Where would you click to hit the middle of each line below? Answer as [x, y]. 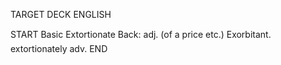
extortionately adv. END [59, 48]
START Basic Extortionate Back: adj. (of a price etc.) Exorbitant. [141, 34]
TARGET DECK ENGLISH [61, 14]
